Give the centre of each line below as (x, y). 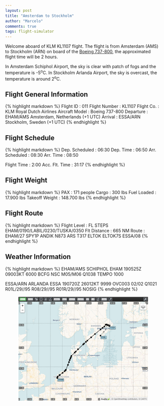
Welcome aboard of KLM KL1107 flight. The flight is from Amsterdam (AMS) (82, 46)
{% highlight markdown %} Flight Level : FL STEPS (57, 225)
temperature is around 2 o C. (33, 78)
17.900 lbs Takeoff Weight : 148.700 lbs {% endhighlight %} (66, 198)
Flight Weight (26, 180)
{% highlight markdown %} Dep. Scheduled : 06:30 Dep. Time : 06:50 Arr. (81, 150)
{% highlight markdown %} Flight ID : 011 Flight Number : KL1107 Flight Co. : (82, 106)
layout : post (19, 10)
